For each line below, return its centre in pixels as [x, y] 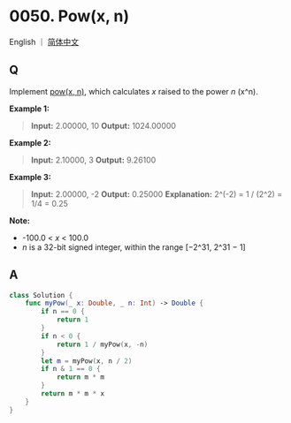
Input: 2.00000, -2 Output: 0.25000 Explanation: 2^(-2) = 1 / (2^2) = [157, 194]
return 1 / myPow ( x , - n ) [102, 344]
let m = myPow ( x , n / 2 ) [87, 361]
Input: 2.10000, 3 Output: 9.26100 [93, 160]
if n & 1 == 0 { [71, 369]
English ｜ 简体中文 [44, 42]
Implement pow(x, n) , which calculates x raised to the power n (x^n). [134, 91]
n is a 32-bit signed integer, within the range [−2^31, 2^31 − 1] [134, 247]
